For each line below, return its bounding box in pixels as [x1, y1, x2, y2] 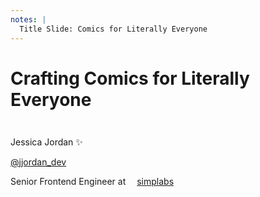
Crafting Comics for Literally [10, 67, 250, 90]
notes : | [10, 14, 47, 25]
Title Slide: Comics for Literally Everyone [19, 24, 208, 34]
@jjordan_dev [10, 156, 67, 168]
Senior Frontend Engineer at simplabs [10, 175, 175, 187]
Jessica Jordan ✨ [10, 136, 83, 148]
